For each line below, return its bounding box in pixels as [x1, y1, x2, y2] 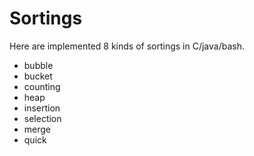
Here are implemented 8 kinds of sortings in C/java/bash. [9, 40, 245, 52]
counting [23, 80, 61, 92]
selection [23, 112, 62, 124]
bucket [23, 70, 53, 82]
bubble [23, 59, 54, 71]
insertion [23, 102, 61, 114]
